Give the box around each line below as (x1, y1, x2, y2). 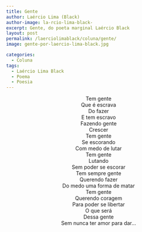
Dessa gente (83, 213, 114, 220)
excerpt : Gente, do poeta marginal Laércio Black (6, 25, 130, 31)
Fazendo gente (80, 120, 117, 127)
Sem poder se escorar (71, 163, 126, 170)
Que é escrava (81, 101, 116, 108)
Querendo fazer (79, 176, 118, 183)
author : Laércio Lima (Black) (6, 14, 80, 20)
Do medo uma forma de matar (62, 182, 135, 189)
